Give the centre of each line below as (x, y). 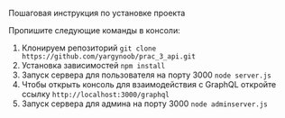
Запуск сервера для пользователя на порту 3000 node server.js (146, 75)
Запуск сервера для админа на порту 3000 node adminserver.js (144, 104)
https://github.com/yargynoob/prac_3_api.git (108, 57)
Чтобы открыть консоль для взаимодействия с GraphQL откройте (149, 84)
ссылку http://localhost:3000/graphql (96, 94)
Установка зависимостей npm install (93, 65)
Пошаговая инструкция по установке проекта (97, 13)
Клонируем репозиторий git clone (89, 48)
